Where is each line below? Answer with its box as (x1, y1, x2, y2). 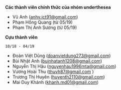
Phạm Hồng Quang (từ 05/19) (12, 19, 73, 25)
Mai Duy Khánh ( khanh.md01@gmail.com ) (12, 79, 99, 85)
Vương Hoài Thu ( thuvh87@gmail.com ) (12, 68, 94, 74)
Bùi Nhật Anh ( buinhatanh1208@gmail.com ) (12, 58, 102, 64)
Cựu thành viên (5, 34, 38, 40)
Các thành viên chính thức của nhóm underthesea (5, 4, 111, 10)
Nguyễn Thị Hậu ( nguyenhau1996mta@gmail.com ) (12, 63, 117, 69)
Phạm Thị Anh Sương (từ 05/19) (12, 24, 77, 30)
